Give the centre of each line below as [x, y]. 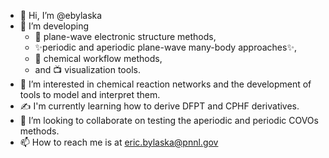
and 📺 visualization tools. [87, 69]
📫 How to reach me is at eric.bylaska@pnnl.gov [119, 142]
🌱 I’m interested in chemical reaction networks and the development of [165, 84]
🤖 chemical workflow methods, [98, 58]
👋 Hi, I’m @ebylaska [61, 15]
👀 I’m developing [54, 26]
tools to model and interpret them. [90, 94]
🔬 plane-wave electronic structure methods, [125, 36]
